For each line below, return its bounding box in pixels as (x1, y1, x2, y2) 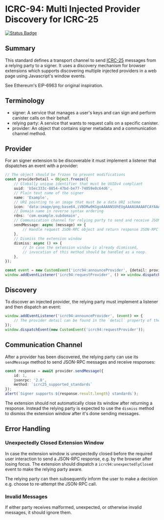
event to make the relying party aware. (5, 466, 83, 472)
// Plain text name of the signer (14, 190, 84, 196)
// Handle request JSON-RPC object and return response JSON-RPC (22, 227, 159, 232)
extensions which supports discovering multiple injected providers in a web (5, 68, 157, 74)
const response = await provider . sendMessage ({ (5, 369, 104, 373)
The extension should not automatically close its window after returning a (5, 400, 153, 406)
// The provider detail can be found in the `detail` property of (14, 318, 152, 323)
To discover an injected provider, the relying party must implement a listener (5, 299, 159, 305)
